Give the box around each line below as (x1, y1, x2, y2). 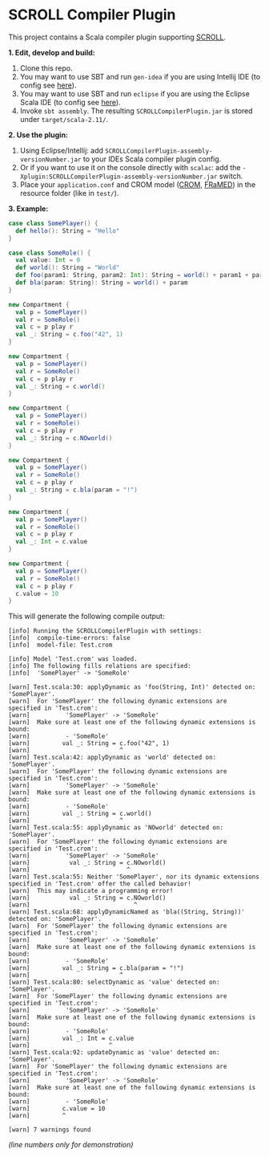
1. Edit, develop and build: (8, 47, 95, 57)
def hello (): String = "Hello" (15, 226, 120, 234)
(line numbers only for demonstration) (8, 1140, 134, 1150)
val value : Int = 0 (15, 256, 81, 264)
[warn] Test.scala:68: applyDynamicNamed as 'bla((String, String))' (8, 908, 246, 916)
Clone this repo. (19, 63, 73, 73)
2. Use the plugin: (8, 130, 69, 140)
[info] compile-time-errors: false (8, 634, 130, 642)
